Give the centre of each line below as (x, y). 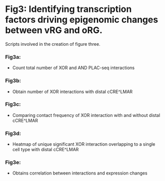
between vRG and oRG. (54, 30)
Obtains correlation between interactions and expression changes (80, 173)
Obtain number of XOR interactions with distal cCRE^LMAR (72, 91)
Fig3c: (13, 104)
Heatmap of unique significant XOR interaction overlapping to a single (84, 144)
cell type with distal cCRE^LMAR (45, 150)
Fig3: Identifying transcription (68, 9)
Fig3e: (13, 163)
